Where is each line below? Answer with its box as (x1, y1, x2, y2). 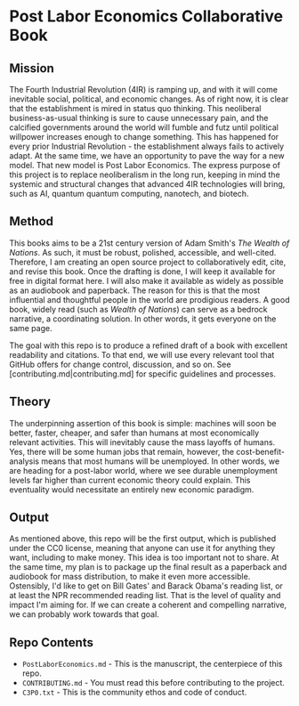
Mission (9, 61, 55, 76)
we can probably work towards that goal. (9, 609, 160, 620)
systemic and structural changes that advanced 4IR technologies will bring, (9, 179, 286, 189)
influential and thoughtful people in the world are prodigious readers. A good (9, 294, 290, 304)
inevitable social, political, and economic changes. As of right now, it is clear (9, 93, 289, 104)
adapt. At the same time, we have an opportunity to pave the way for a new (9, 150, 285, 161)
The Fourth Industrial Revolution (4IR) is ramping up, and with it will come (9, 85, 279, 94)
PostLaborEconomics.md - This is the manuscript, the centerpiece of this (21, 659, 283, 669)
